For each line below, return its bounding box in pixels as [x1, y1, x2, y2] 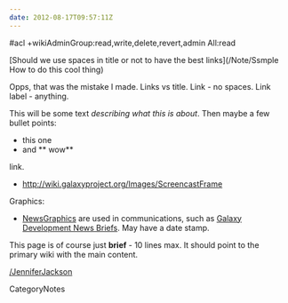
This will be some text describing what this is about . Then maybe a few [9, 108, 270, 118]
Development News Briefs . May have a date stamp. [21, 222, 211, 233]
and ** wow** [21, 144, 74, 155]
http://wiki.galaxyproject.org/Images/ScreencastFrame [21, 179, 223, 189]
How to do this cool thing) [9, 64, 104, 75]
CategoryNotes [9, 283, 66, 294]
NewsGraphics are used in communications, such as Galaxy [21, 212, 243, 223]
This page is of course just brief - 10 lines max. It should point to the [9, 239, 260, 250]
